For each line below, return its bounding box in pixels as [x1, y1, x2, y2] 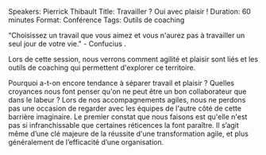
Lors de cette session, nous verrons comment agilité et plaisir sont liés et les [8, 55, 259, 64]
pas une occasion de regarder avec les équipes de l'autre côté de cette [8, 103, 242, 113]
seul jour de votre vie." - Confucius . [8, 39, 127, 48]
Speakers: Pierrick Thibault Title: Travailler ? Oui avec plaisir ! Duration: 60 [8, 7, 252, 16]
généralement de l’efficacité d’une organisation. [8, 138, 164, 146]
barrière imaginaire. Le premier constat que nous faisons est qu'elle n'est [8, 112, 248, 122]
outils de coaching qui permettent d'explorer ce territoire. [8, 63, 196, 72]
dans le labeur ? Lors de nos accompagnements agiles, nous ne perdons [8, 95, 246, 104]
